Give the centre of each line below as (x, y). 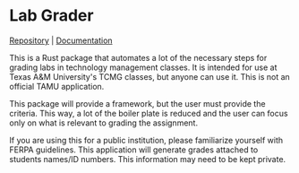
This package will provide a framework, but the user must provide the (137, 103)
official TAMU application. (57, 86)
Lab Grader (51, 16)
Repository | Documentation (61, 40)
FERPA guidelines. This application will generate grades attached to (134, 150)
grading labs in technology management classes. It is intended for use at (143, 67)
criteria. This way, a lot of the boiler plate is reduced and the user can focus (149, 113)
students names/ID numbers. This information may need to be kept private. (148, 159)
